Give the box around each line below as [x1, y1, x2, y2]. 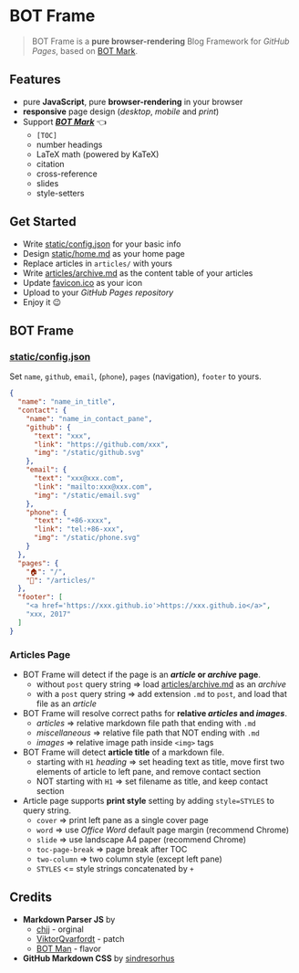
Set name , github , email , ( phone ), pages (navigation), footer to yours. [9, 371, 262, 382]
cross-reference [36, 168, 98, 179]
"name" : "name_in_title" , [17, 397, 117, 407]
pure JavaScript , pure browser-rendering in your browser [22, 96, 243, 107]
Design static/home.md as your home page [22, 248, 185, 259]
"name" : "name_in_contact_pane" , [26, 414, 153, 423]
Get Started [9, 214, 77, 229]
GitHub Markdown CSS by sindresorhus [22, 952, 175, 964]
